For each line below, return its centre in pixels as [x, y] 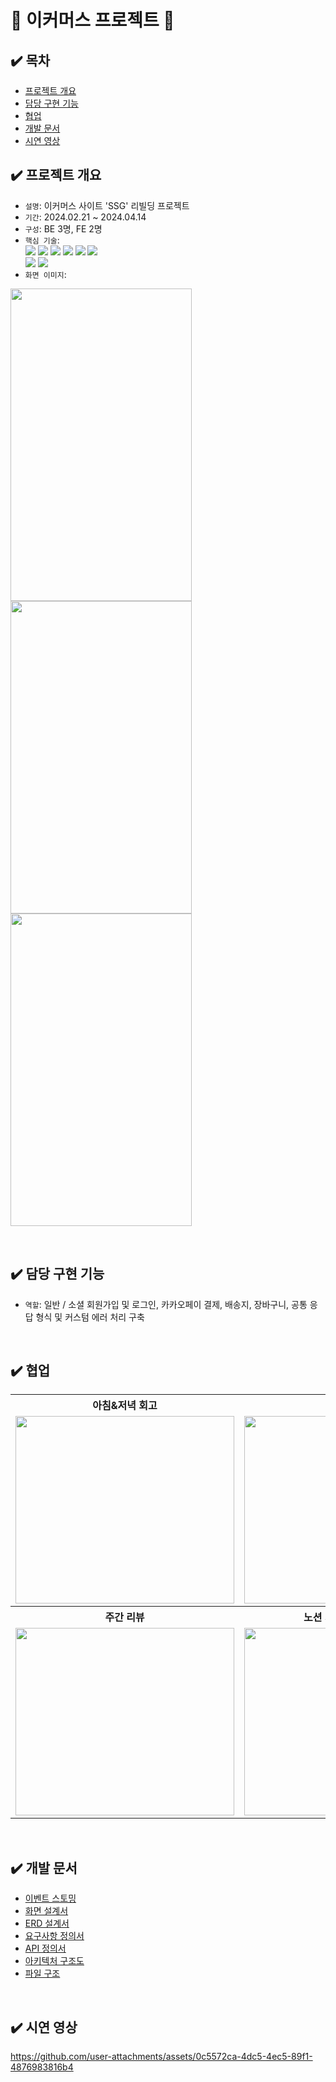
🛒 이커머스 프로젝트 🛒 [92, 20]
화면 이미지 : [45, 274]
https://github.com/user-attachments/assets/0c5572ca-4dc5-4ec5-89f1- [161, 2057]
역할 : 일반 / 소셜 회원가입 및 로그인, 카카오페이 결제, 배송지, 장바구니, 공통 [166, 1304]
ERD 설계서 [47, 1923]
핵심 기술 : [42, 240]
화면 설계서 [46, 1911]
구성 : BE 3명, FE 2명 [63, 228]
